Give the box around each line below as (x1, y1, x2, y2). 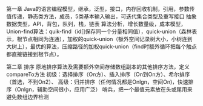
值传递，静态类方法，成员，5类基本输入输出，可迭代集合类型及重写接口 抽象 (6, 13, 197, 20)
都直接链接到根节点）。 (6, 51, 62, 57)
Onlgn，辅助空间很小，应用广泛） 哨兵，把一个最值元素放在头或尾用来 (16, 86, 193, 93)
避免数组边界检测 (6, 93, 49, 101)
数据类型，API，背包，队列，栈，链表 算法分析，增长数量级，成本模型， (6, 20, 187, 27)
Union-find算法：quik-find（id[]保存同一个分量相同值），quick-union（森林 (6, 28, 192, 35)
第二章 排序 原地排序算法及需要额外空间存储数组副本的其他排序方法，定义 (6, 63, 190, 70)
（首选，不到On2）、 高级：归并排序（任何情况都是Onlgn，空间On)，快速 (6, 78, 188, 86)
